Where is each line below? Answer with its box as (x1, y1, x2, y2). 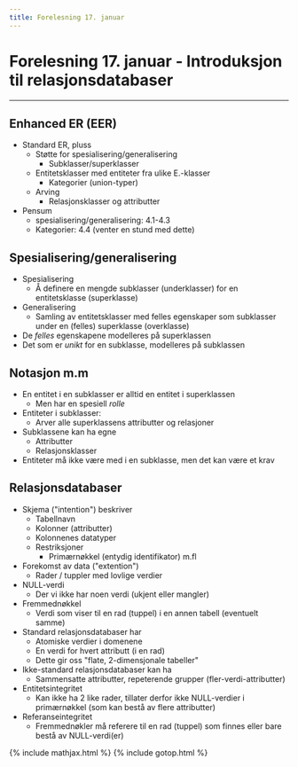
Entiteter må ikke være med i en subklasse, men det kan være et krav (21, 455, 275, 466)
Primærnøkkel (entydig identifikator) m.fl (48, 551, 197, 561)
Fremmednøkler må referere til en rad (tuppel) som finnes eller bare (35, 720, 282, 732)
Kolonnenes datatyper (35, 532, 117, 543)
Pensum (21, 206, 53, 216)
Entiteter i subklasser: (21, 408, 102, 418)
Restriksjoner (35, 542, 84, 552)
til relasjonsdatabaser (9, 70, 174, 90)
